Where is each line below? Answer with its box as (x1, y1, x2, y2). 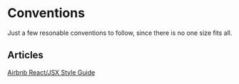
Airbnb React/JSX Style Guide (7, 68, 96, 76)
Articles (7, 49, 44, 61)
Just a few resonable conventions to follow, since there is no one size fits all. (7, 28, 233, 37)
